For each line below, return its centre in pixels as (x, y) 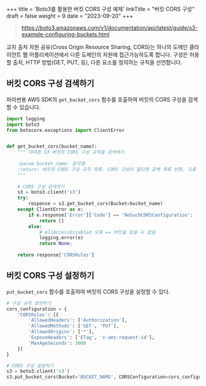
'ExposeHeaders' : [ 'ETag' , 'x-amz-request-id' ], (92, 338)
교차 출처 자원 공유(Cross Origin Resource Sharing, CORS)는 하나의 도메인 (97, 47)
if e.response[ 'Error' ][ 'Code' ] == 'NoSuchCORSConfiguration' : (111, 215)
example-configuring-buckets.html (65, 34)
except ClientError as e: (51, 210)
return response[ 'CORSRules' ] (56, 255)
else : (36, 226)
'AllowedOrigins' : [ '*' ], (62, 332)
